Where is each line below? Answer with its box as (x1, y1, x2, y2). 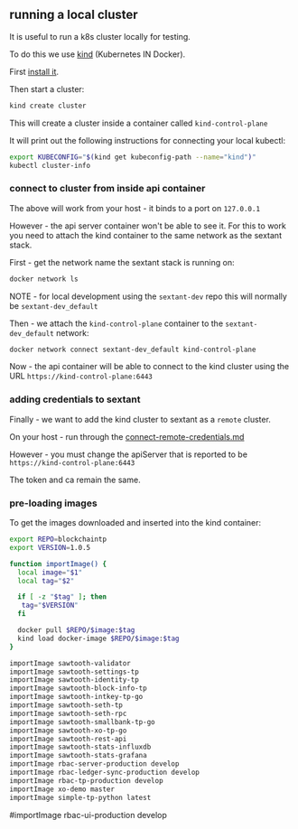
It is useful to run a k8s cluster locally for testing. (9, 31, 191, 42)
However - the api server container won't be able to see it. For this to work (9, 220, 286, 231)
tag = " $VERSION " (21, 601, 79, 610)
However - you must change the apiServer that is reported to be (9, 449, 248, 460)
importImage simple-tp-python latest (9, 793, 152, 802)
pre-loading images (9, 497, 98, 509)
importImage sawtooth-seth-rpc (9, 709, 127, 718)
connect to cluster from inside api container (9, 182, 206, 195)
